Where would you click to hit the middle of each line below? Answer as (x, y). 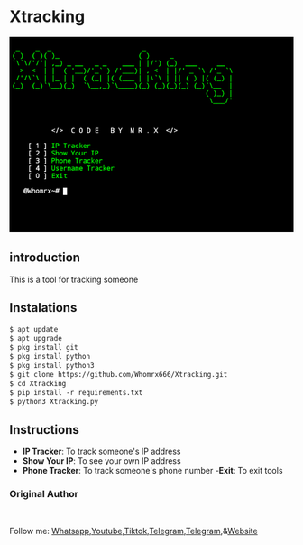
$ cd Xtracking (38, 384)
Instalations (43, 308)
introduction (45, 258)
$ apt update (34, 330)
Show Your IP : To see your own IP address (102, 461)
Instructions (44, 430)
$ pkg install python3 (52, 366)
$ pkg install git (44, 348)
